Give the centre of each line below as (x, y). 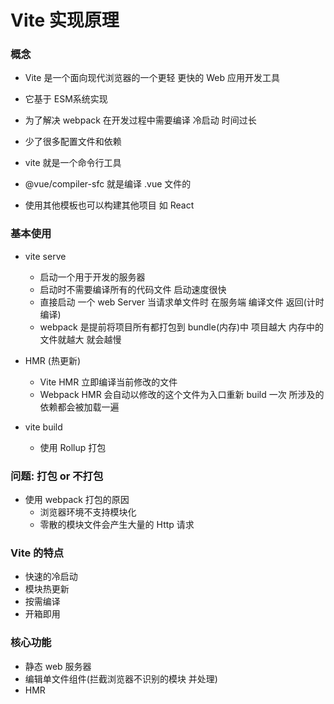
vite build (43, 427)
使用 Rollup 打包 (73, 447)
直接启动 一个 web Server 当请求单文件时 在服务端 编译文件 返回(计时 (182, 302)
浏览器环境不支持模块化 (88, 512)
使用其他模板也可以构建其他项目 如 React (109, 205)
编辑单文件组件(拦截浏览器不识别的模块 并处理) (121, 678)
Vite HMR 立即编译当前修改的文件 (108, 382)
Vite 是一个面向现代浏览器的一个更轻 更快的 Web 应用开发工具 (152, 78)
